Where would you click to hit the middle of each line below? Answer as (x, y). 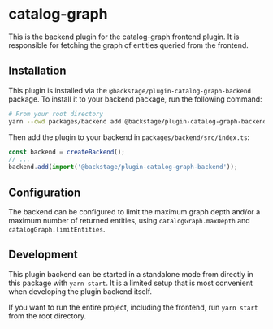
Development (43, 255)
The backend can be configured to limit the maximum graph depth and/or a (134, 211)
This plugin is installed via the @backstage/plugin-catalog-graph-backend (130, 90)
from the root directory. (48, 316)
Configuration (45, 192)
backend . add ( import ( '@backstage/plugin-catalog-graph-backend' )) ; (123, 167)
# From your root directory (56, 114)
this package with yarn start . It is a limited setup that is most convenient (131, 283)
